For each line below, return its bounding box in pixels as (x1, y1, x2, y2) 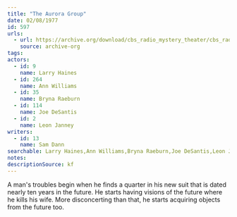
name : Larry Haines (20, 69, 78, 76)
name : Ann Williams (20, 82, 78, 89)
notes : (7, 154, 27, 162)
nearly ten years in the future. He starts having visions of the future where (7, 187, 223, 196)
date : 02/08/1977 (7, 17, 59, 24)
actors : (7, 56, 30, 63)
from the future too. (7, 202, 65, 211)
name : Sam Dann (20, 142, 65, 149)
